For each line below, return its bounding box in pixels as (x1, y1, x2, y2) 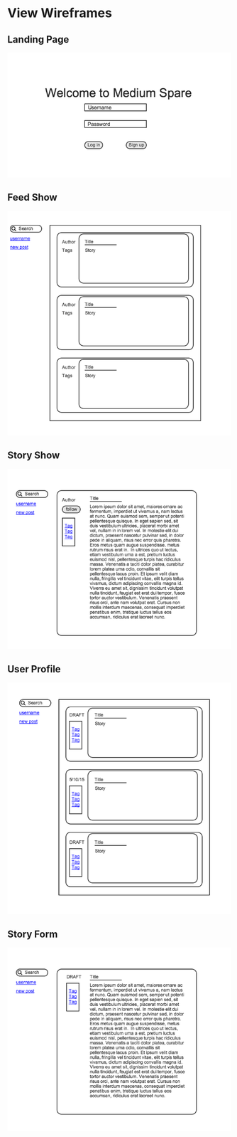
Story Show (7, 450, 60, 462)
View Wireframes (7, 5, 112, 21)
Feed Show (7, 191, 58, 203)
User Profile (7, 663, 62, 675)
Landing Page (7, 33, 70, 46)
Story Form (7, 928, 58, 940)
